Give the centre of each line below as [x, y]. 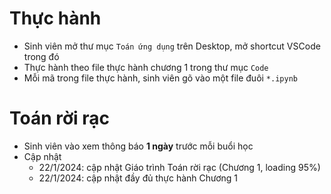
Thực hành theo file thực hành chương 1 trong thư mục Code [146, 67]
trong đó [41, 56]
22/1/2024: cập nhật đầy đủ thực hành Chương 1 [138, 178]
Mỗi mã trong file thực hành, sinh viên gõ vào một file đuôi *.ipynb [160, 78]
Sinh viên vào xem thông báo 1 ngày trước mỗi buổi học [138, 146]
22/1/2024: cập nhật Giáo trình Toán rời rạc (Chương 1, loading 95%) [179, 167]
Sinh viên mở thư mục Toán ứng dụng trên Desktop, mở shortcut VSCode [172, 46]
